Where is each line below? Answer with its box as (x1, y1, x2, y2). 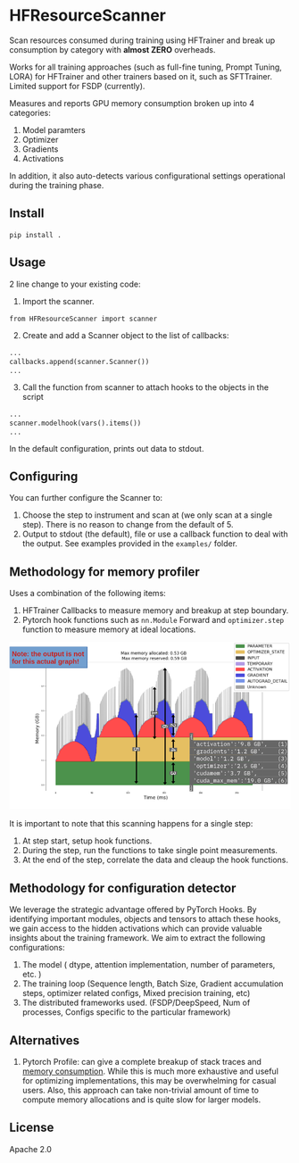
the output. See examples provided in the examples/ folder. (21, 538, 238, 549)
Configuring (9, 469, 79, 484)
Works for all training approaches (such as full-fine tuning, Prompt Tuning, (9, 62, 283, 72)
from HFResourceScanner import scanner (9, 314, 158, 323)
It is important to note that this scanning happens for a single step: (9, 818, 253, 829)
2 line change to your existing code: (9, 278, 141, 289)
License (9, 1120, 54, 1135)
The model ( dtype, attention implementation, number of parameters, (21, 959, 276, 970)
